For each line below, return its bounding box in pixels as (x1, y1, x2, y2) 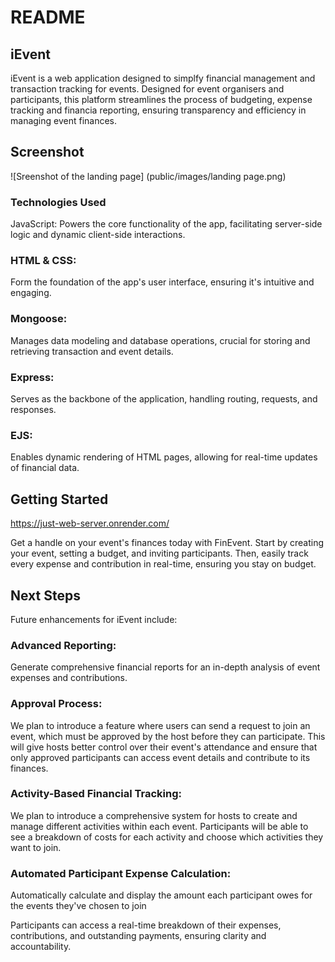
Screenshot (10, 144, 85, 161)
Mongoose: (10, 312, 68, 326)
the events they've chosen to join (10, 900, 147, 912)
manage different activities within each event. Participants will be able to (10, 820, 309, 832)
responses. (10, 404, 57, 415)
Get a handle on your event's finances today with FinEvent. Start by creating (10, 537, 325, 549)
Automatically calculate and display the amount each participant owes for (10, 889, 313, 901)
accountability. (10, 941, 72, 953)
